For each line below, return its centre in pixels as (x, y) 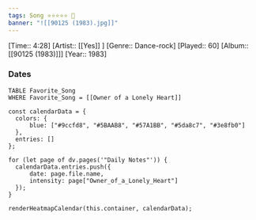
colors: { (31, 118)
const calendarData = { (47, 112)
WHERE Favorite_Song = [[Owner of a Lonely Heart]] (95, 97)
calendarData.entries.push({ (63, 167)
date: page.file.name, (66, 174)
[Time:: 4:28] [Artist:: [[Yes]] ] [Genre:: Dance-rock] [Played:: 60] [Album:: (128, 45)
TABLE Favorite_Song (42, 91)
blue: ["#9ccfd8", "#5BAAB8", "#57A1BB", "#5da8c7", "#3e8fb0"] (137, 125)
